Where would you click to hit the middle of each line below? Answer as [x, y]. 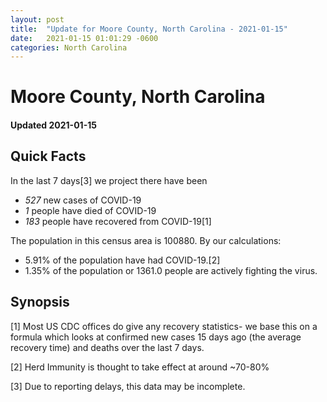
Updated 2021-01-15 [53, 125]
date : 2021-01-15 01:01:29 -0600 [84, 38]
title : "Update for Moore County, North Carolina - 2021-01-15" [149, 29]
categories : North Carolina [69, 47]
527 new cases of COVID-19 [83, 200]
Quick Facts [48, 156]
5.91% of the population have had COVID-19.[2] [122, 260]
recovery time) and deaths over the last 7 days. [107, 347]
